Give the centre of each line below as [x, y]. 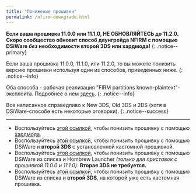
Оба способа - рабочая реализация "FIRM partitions [71, 87]
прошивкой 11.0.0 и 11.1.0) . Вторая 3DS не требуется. [80, 165]
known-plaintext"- [158, 87]
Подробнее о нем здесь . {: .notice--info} [85, 94]
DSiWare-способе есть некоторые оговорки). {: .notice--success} [87, 111]
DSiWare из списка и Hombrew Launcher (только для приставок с [96, 159]
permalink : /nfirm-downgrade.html [48, 17]
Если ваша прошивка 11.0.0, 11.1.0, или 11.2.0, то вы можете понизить [91, 63]
